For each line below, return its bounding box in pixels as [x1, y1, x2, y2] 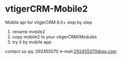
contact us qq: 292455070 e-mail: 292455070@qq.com [5, 48, 117, 54]
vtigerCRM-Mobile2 [5, 3, 88, 15]
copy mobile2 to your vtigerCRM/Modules [12, 34, 97, 40]
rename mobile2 [12, 29, 46, 34]
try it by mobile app [12, 39, 51, 44]
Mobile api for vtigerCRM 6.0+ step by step [5, 19, 92, 25]
